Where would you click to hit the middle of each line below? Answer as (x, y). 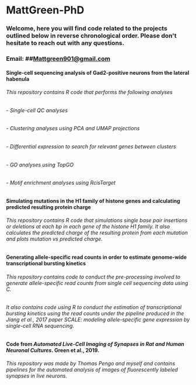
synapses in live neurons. (37, 376)
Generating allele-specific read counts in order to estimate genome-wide (97, 257)
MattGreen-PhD (45, 10)
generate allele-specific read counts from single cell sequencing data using (97, 283)
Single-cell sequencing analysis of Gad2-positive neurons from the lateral (98, 72)
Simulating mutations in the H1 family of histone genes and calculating (93, 201)
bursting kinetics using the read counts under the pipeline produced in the (95, 314)
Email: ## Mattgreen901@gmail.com (58, 59)
